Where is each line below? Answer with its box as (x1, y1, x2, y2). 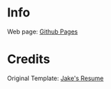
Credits (7, 51, 50, 67)
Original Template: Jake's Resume (7, 74, 104, 82)
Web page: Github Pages (7, 27, 78, 36)
